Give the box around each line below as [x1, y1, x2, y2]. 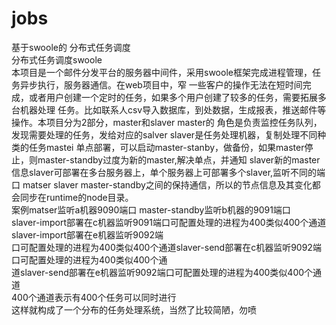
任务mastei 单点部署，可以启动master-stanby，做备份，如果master [28, 141, 305, 153]
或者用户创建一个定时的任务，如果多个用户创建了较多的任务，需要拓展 [28, 91, 318, 103]
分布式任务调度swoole [11, 53, 103, 66]
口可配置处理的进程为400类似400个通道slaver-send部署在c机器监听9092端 [11, 241, 322, 253]
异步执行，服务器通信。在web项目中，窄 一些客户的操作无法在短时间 [19, 78, 303, 91]
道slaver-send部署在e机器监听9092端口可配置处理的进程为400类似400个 [11, 266, 314, 278]
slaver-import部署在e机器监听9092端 [11, 228, 164, 241]
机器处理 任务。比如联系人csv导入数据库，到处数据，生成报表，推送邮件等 [19, 103, 327, 116]
